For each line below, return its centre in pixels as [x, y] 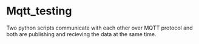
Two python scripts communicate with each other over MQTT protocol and [99, 28]
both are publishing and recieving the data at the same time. [81, 34]
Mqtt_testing [39, 11]
